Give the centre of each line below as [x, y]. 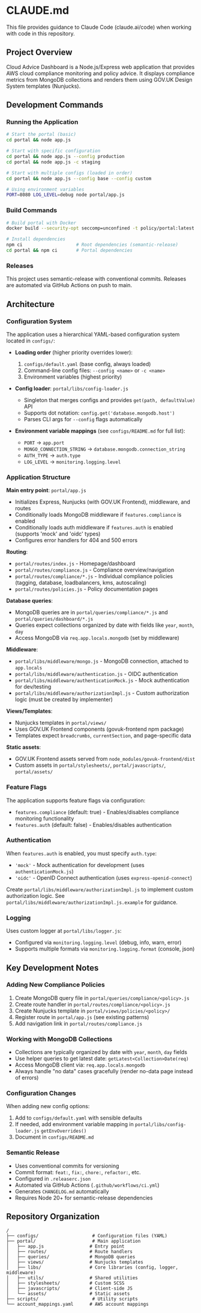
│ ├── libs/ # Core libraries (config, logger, [92, 1267]
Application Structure [38, 477]
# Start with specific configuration [53, 151]
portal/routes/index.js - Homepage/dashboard [75, 564]
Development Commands [55, 105]
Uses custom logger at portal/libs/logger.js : [64, 931]
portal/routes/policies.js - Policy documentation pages [86, 589]
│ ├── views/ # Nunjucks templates [75, 1262]
